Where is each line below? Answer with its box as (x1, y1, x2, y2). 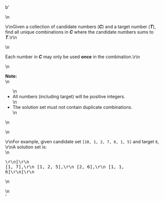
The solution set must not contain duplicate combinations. (12, 104, 133, 110)
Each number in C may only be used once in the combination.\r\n (5, 54, 140, 60)
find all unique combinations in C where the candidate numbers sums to (5, 29, 154, 35)
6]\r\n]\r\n (5, 169, 35, 174)
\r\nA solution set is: (5, 144, 47, 150)
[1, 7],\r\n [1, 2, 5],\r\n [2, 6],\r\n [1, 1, (5, 164, 124, 169)
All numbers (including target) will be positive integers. (12, 94, 125, 99)
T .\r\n (5, 35, 18, 40)
